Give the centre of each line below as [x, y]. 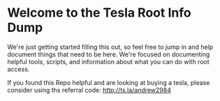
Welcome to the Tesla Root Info [99, 13]
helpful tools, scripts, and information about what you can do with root [108, 61]
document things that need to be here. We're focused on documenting [109, 54]
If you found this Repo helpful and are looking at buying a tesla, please [109, 82]
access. [19, 69]
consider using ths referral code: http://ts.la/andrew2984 [89, 90]
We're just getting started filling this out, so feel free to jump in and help [110, 47]
